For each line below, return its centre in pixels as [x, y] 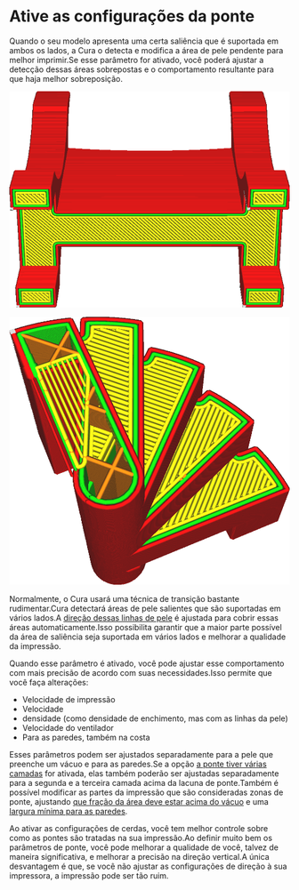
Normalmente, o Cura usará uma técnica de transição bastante [125, 598]
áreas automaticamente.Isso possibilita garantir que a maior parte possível [145, 627]
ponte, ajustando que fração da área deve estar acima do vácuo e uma [139, 801]
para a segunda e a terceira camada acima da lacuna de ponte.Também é [144, 782]
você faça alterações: [49, 682]
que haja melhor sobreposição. [66, 78]
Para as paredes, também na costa [86, 737]
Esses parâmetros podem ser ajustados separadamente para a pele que [141, 754]
